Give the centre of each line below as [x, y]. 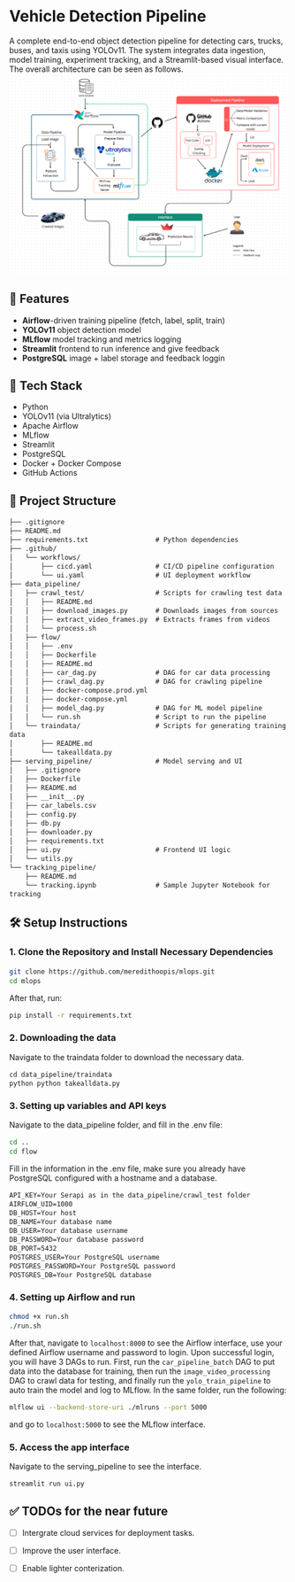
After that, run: [36, 997]
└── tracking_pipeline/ [53, 868]
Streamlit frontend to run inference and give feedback [121, 348]
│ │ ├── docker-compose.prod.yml [79, 691]
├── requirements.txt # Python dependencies [124, 540]
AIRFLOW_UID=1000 [41, 1204]
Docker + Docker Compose [72, 463]
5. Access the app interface [69, 1447]
